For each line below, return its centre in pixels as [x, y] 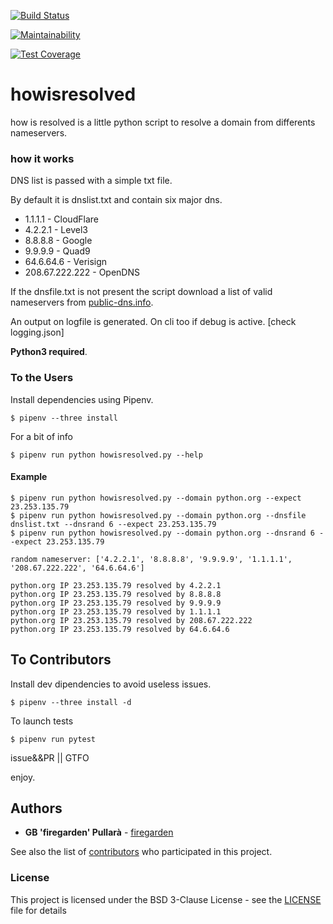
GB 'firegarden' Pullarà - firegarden [99, 832]
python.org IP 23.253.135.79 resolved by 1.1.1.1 [116, 611]
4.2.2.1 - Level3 [56, 230]
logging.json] [37, 332]
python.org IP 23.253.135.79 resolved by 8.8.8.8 [116, 594]
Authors [36, 808]
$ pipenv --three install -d [71, 702]
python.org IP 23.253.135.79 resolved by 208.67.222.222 [131, 620]
